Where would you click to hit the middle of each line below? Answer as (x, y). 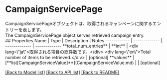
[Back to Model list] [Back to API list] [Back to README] (62, 72)
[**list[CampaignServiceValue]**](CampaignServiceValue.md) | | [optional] (83, 63)
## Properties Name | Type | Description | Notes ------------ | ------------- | (84, 40)
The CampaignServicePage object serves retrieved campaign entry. (75, 35)
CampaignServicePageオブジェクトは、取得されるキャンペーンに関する (79, 23)
